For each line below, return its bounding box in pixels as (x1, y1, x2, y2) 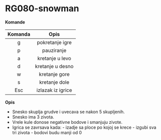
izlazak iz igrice (36, 87, 72, 93)
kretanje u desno (35, 63, 74, 70)
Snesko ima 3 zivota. (12, 114, 54, 120)
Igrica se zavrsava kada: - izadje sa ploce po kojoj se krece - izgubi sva (12, 124, 157, 130)
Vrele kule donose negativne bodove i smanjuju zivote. (12, 119, 123, 125)
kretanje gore (39, 70, 70, 77)
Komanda (7, 30, 30, 37)
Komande (5, 19, 25, 25)
